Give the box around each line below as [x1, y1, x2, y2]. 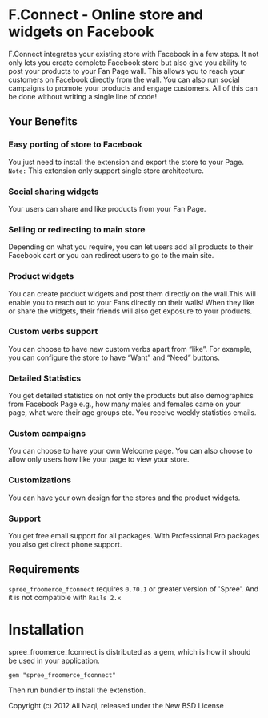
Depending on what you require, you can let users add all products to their [8, 242, 254, 252]
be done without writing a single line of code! [8, 91, 158, 101]
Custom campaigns [8, 428, 86, 439]
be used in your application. [8, 655, 100, 665]
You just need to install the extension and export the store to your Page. [8, 157, 245, 167]
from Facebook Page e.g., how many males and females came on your [8, 399, 241, 409]
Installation [8, 621, 85, 639]
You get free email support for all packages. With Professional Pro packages [8, 531, 260, 540]
